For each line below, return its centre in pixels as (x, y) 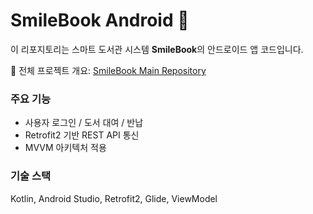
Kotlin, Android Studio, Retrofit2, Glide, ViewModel (114, 198)
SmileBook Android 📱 (100, 20)
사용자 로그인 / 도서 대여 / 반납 (84, 123)
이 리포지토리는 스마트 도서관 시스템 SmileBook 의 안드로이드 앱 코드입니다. (157, 49)
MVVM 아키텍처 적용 (65, 148)
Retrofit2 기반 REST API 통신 (82, 135)
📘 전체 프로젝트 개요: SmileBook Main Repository (108, 70)
